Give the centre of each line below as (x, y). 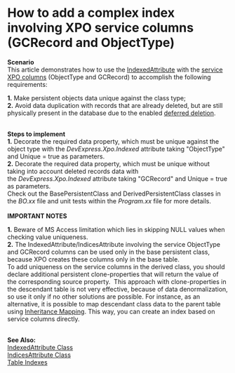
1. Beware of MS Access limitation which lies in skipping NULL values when (116, 229)
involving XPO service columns (101, 28)
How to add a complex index (91, 13)
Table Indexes (27, 362)
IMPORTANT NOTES (37, 216)
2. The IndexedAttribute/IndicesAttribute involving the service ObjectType (114, 244)
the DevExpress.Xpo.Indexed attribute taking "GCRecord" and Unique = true (117, 178)
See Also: (22, 340)
